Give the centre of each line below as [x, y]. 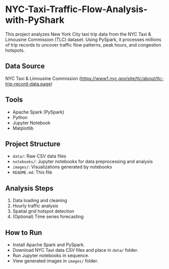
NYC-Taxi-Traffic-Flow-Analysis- [76, 9]
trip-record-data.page [28, 84]
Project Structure [33, 144]
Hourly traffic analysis [35, 206]
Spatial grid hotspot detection [43, 211]
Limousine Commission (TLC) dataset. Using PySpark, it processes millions [83, 40]
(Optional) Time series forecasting [48, 217]
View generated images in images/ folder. [55, 261]
